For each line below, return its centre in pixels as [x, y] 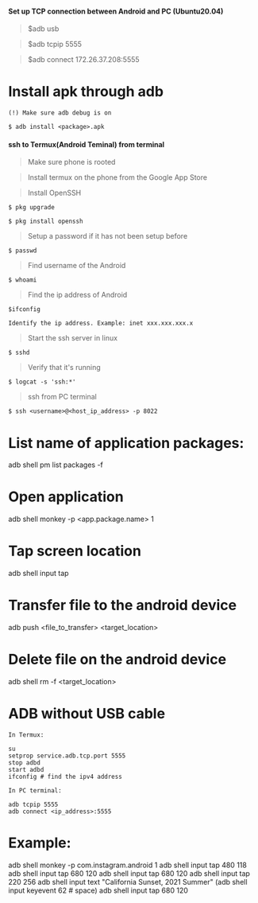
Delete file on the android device [117, 660]
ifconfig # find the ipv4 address [65, 777]
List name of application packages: [126, 443]
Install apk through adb [86, 92]
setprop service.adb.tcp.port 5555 [67, 756]
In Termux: [26, 735]
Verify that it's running [64, 368]
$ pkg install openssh [46, 222]
